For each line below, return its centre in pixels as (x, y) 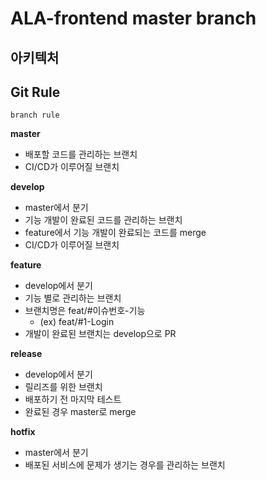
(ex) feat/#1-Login (77, 322)
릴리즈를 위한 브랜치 (63, 387)
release (26, 354)
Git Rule (35, 92)
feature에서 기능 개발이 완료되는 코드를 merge (115, 233)
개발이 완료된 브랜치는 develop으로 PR (100, 334)
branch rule (35, 115)
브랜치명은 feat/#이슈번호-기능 (85, 311)
